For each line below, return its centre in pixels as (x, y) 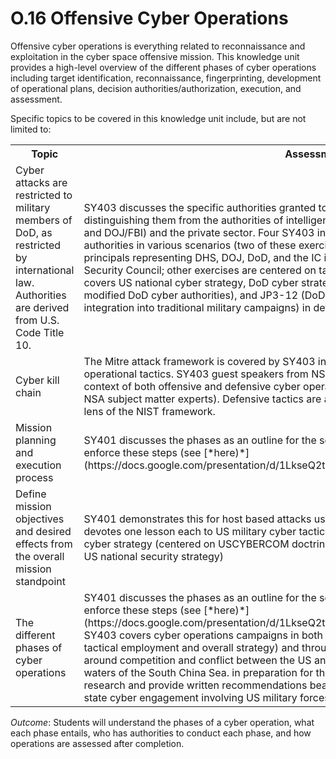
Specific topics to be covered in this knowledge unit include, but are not (158, 118)
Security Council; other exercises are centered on (200, 270)
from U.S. (37, 320)
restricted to (44, 195)
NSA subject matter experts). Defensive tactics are (202, 399)
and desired (43, 531)
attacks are (41, 182)
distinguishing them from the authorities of (183, 220)
